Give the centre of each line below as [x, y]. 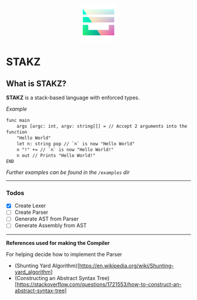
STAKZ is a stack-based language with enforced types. [73, 98]
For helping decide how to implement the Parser [64, 254]
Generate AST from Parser [47, 219]
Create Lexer [30, 206]
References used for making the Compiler [58, 243]
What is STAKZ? [36, 83]
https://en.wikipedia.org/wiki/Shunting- [126, 265]
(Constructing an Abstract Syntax [55, 278]
